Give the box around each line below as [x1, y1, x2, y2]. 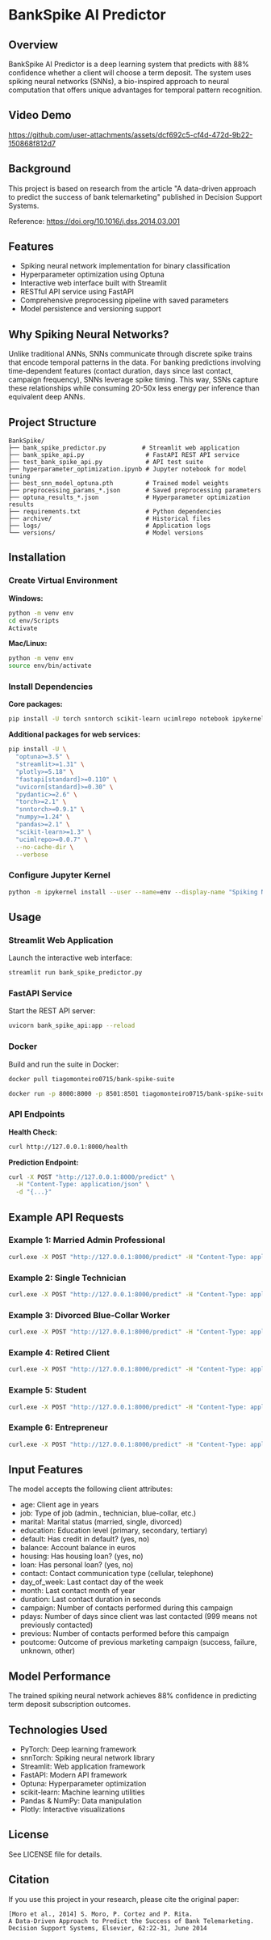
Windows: [8, 593, 44, 603]
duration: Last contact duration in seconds [19, 1595, 161, 1604]
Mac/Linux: [8, 639, 48, 649]
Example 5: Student [8, 1384, 87, 1396]
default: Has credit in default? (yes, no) [19, 1534, 150, 1544]
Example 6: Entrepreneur [8, 1422, 109, 1433]
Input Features [8, 1462, 83, 1477]
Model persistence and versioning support [19, 304, 161, 314]
